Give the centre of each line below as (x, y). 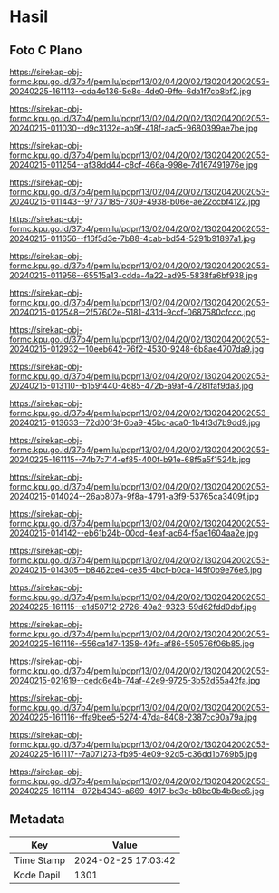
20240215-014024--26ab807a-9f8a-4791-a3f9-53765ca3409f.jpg (135, 496)
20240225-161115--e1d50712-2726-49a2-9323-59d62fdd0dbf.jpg (133, 607)
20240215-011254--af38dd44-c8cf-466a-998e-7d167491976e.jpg (134, 165)
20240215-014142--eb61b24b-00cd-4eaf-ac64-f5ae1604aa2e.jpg (134, 533)
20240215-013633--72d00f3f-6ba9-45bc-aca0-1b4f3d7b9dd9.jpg (135, 422)
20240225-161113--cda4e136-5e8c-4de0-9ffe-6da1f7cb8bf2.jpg (130, 91)
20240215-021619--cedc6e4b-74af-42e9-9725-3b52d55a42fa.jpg (135, 680)
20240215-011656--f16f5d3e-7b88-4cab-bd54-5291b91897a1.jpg (132, 238)
